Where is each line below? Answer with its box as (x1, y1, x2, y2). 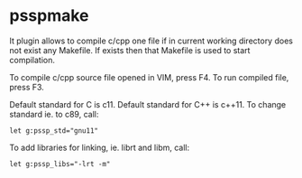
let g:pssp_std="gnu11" (9, 126, 99, 136)
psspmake (9, 5, 89, 26)
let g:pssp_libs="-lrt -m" (9, 159, 111, 168)
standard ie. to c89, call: (9, 108, 99, 119)
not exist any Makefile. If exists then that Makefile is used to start (9, 44, 251, 55)
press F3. (9, 81, 45, 92)
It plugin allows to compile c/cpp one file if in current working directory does (9, 35, 293, 46)
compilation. (9, 54, 56, 65)
